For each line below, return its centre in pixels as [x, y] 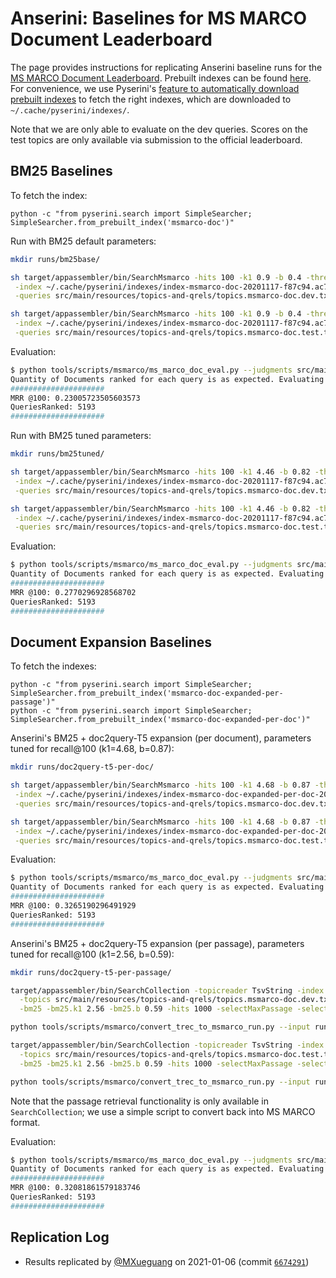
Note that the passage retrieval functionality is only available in [140, 1101]
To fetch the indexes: [53, 666]
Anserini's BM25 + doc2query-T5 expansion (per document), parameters [161, 738]
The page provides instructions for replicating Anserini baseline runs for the [166, 67]
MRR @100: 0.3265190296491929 [73, 906]
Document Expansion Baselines [111, 642]
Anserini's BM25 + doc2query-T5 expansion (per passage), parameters [157, 943]
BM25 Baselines [61, 171]
